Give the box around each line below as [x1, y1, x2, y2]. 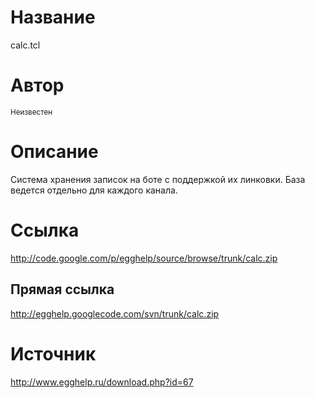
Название [10, 6, 96, 29]
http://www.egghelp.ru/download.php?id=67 [10, 376, 194, 388]
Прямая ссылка [10, 281, 115, 298]
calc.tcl [10, 39, 41, 51]
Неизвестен [10, 107, 53, 117]
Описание [10, 141, 99, 163]
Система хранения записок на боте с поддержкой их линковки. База [10, 173, 306, 185]
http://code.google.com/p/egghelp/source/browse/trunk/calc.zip [10, 252, 278, 264]
